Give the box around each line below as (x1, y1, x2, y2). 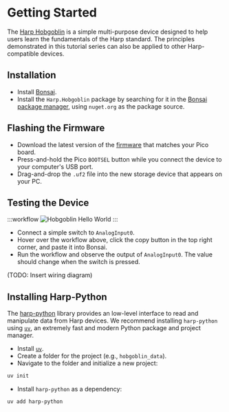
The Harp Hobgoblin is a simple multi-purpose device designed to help (7, 28, 208, 36)
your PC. (17, 177, 43, 185)
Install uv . (17, 345, 44, 353)
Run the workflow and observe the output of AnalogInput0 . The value (17, 250, 213, 259)
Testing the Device (7, 197, 89, 208)
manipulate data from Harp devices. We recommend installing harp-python (7, 316, 218, 325)
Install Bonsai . (17, 87, 57, 96)
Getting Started (7, 5, 98, 21)
